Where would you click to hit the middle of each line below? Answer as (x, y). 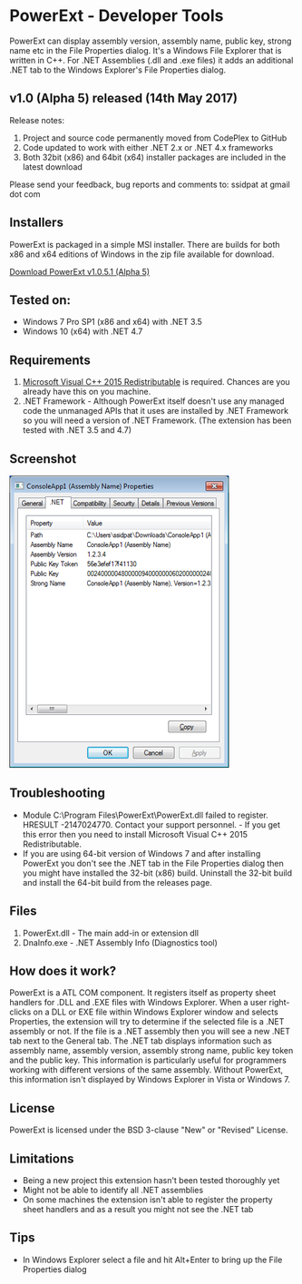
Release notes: (37, 120)
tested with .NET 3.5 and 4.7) (77, 430)
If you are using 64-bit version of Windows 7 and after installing (141, 853)
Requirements (50, 360)
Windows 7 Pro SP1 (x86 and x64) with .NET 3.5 (112, 322)
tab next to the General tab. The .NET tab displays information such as (141, 1041)
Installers (36, 223)
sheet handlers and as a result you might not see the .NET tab (138, 1210)
